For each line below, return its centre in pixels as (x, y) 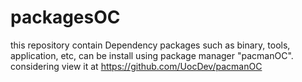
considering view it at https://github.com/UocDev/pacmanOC (136, 66)
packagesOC (65, 17)
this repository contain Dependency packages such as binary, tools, (150, 45)
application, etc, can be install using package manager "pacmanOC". (152, 55)
